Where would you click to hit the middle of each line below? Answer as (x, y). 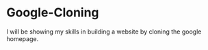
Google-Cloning (53, 13)
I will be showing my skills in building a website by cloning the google (104, 32)
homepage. (23, 38)
